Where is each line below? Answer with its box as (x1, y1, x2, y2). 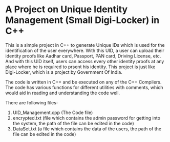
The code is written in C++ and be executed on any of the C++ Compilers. (5, 79, 162, 85)
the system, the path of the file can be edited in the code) (12, 120, 134, 126)
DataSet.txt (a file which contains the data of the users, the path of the (12, 126, 162, 132)
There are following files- (5, 99, 59, 105)
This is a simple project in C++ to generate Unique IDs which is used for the (5, 42, 165, 48)
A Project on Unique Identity (5, 4, 128, 15)
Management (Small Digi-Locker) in (5, 14, 160, 26)
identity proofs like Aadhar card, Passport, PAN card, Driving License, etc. (5, 52, 161, 59)
